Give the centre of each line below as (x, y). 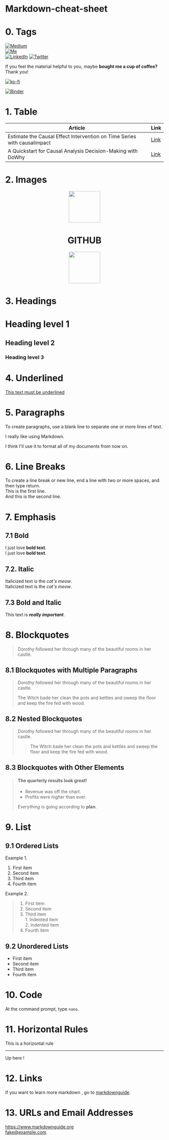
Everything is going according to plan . (57, 807)
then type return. (23, 486)
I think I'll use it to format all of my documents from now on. (67, 446)
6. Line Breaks (35, 466)
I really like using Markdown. (35, 436)
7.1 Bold (17, 536)
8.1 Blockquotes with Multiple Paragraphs (71, 670)
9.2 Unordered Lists (37, 946)
